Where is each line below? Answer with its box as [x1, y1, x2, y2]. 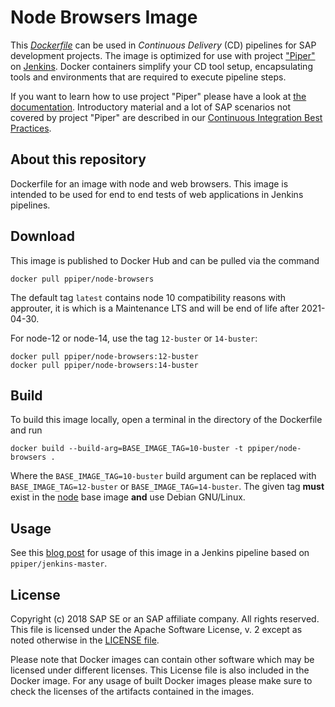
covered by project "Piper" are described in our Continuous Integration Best [10, 111, 323, 123]
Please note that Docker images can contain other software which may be [10, 654, 315, 665]
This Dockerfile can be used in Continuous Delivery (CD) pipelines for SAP [10, 39, 317, 51]
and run [10, 424, 43, 436]
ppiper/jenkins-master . [10, 557, 108, 570]
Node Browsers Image [10, 6, 198, 29]
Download [10, 228, 75, 245]
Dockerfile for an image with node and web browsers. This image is [10, 177, 289, 190]
